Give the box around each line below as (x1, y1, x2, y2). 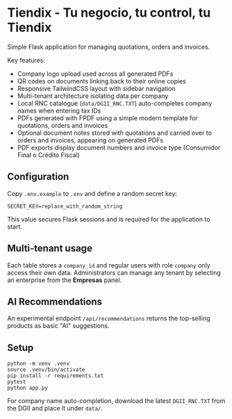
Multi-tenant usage (7, 243, 92, 254)
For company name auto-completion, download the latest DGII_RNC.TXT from (7, 397, 226, 405)
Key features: (7, 56, 45, 64)
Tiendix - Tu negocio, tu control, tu (7, 5, 211, 21)
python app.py (7, 384, 49, 392)
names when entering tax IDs (17, 106, 101, 115)
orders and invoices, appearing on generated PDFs (17, 135, 164, 144)
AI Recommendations (7, 295, 103, 307)
